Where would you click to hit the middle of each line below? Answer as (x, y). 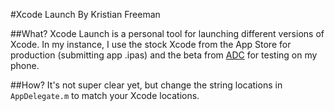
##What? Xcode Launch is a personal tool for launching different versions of (167, 33)
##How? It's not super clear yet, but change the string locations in (146, 85)
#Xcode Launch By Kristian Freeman (85, 14)
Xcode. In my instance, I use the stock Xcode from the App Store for (151, 44)
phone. (25, 65)
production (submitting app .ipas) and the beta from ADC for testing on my (164, 55)
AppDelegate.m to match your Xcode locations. (105, 95)
